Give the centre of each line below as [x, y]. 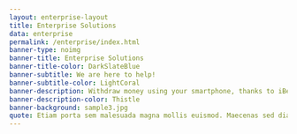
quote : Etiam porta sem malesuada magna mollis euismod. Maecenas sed [142, 115]
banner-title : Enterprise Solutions [76, 58]
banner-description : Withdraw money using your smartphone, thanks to [142, 91]
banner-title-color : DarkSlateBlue [75, 67]
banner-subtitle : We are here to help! [83, 75]
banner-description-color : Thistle [75, 99]
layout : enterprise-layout [59, 17]
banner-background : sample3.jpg [69, 108]
